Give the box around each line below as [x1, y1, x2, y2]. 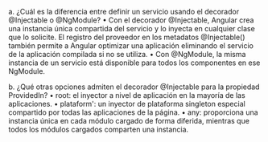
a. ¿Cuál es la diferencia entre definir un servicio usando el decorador [8, 7, 240, 16]
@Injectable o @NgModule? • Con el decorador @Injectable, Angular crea [8, 15, 254, 25]
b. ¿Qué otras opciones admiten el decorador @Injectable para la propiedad [8, 82, 260, 91]
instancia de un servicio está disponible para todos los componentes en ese [8, 58, 261, 67]
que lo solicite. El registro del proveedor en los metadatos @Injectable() [8, 32, 245, 42]
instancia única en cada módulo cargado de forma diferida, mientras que [8, 116, 249, 125]
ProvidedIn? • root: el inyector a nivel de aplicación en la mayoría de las [8, 91, 245, 99]
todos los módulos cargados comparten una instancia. [8, 124, 189, 134]
